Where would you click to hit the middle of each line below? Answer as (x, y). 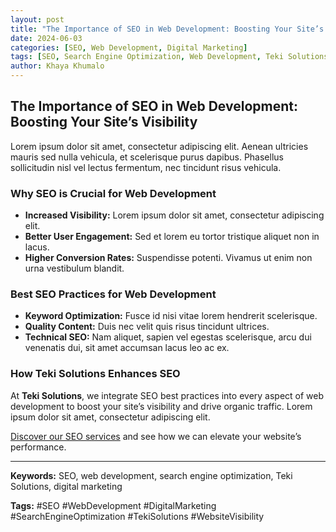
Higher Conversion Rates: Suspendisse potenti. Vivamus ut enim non (168, 258)
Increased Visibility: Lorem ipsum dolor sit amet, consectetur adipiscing (174, 215)
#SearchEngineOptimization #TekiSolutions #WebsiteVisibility (137, 516)
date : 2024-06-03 (46, 38)
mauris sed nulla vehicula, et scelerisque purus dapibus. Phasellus (147, 157)
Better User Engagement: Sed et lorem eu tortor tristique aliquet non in (172, 237)
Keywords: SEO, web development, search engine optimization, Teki (151, 475)
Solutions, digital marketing (66, 486)
